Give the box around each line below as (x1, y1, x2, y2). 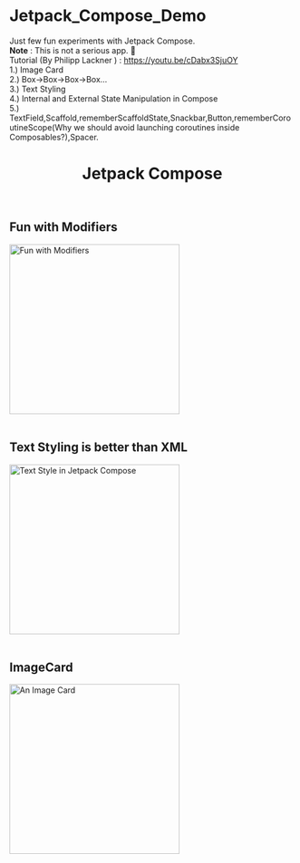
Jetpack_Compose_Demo (9, 5, 207, 26)
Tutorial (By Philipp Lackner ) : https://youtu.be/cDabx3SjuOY (9, 54, 238, 65)
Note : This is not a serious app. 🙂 (9, 44, 136, 55)
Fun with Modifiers (9, 219, 118, 235)
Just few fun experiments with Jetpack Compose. (9, 35, 196, 46)
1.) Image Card (9, 64, 64, 75)
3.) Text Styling (9, 83, 66, 94)
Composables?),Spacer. (9, 131, 100, 142)
